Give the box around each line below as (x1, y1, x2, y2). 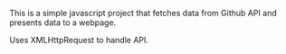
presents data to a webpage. (9, 17, 117, 28)
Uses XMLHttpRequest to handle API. (9, 35, 149, 45)
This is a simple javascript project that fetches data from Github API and (9, 8, 278, 18)
